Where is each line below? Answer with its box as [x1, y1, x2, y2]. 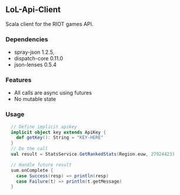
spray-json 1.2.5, [14, 48, 54, 56]
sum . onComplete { [11, 167, 54, 173]
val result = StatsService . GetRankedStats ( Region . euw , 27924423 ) [11, 151, 175, 157]
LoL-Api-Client [5, 5, 61, 15]
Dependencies [5, 35, 48, 43]
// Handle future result [11, 162, 72, 168]
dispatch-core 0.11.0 [14, 55, 63, 62]
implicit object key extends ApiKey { [11, 129, 107, 135]
